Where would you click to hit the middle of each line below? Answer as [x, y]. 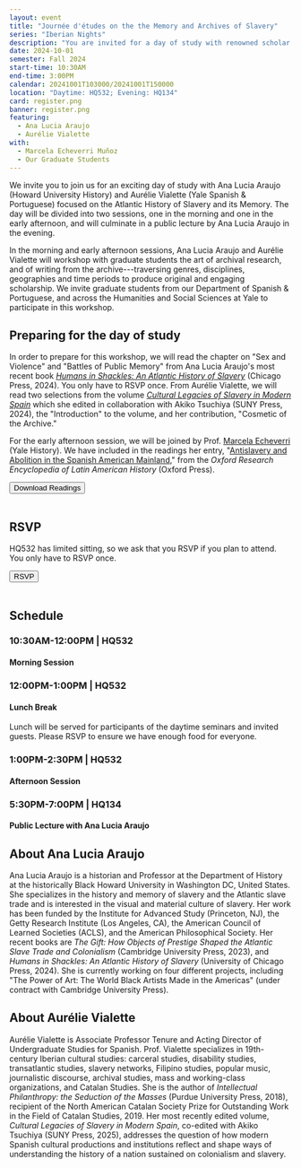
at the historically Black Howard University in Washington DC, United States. [150, 885]
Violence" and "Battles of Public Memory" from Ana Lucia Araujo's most [142, 366]
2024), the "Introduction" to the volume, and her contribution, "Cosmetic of [148, 414]
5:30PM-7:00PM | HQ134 [66, 804]
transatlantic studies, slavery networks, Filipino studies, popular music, [140, 1068]
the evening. [32, 232]
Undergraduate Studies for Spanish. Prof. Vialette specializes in [126, 1049]
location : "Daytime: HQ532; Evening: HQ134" [94, 92]
